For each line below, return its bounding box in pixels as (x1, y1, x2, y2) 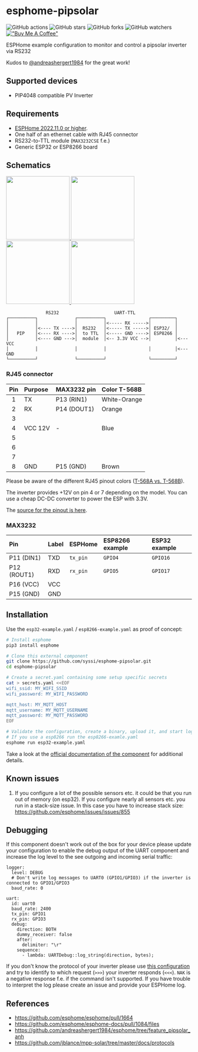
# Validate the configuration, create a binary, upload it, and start (6, 729, 183, 735)
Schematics (6, 160, 51, 170)
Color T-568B (101, 385, 142, 393)
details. (6, 756, 24, 764)
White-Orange (101, 395, 143, 403)
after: (16, 937, 33, 943)
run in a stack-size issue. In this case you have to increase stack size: (14, 802, 184, 809)
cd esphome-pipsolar (6, 664, 57, 670)
